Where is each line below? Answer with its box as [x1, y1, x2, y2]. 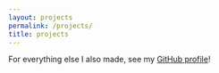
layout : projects [8, 12, 73, 22]
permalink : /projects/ [8, 21, 93, 30]
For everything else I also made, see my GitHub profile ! [8, 54, 211, 65]
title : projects [8, 29, 69, 38]
